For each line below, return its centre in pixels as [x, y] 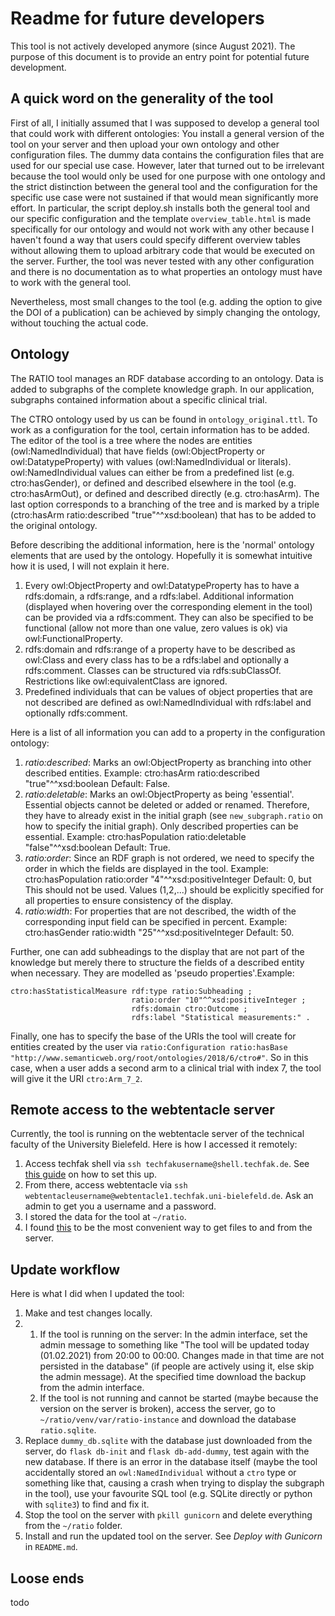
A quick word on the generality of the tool [142, 98]
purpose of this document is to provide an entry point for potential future [160, 56]
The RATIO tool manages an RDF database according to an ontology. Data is [167, 378]
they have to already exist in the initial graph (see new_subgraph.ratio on [173, 815]
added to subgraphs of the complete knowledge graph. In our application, [162, 389]
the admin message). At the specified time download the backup [173, 1377]
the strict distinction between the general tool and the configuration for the [164, 186]
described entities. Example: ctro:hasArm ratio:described [142, 773]
